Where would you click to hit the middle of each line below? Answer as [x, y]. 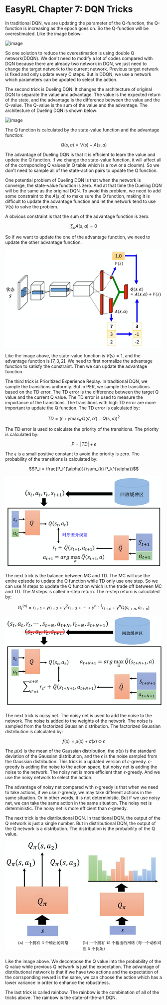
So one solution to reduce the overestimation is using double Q [70, 53]
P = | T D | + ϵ [84, 444]
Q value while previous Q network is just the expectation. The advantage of [83, 967]
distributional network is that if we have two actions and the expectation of [82, 972]
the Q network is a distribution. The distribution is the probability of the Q [80, 829]
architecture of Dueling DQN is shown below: [52, 110]
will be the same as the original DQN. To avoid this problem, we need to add [83, 190]
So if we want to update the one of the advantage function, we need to [78, 237]
